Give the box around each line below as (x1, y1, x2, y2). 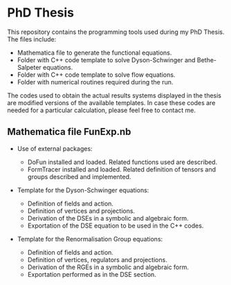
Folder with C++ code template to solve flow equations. (17, 71, 176, 79)
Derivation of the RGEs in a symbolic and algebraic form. (27, 263, 189, 271)
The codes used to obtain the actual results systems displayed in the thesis (7, 91, 221, 100)
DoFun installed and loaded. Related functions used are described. (27, 158, 218, 166)
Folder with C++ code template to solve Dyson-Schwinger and (17, 55, 196, 64)
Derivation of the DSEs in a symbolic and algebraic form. (27, 214, 189, 222)
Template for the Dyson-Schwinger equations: (17, 185, 149, 194)
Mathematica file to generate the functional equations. (17, 48, 172, 57)
